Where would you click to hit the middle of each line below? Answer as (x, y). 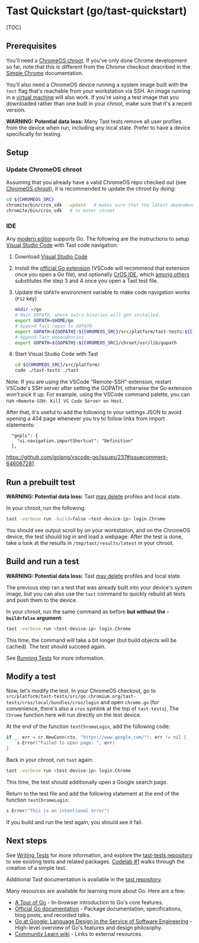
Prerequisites (31, 46)
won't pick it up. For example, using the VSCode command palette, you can (98, 395)
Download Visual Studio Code (51, 257)
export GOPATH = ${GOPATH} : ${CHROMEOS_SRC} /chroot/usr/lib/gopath (96, 343)
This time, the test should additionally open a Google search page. (87, 782)
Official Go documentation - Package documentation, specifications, (98, 909)
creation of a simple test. (36, 868)
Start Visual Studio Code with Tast (57, 354)
